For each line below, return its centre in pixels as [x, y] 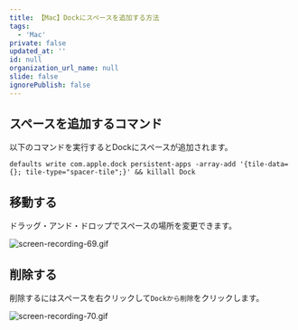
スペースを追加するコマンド [86, 124]
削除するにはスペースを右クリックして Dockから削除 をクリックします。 [137, 298]
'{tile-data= [264, 165]
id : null [26, 60]
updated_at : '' [38, 52]
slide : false [34, 77]
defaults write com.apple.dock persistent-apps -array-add [123, 165]
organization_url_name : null [64, 69]
